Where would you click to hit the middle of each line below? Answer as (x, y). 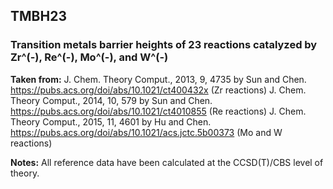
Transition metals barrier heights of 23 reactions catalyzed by (164, 45)
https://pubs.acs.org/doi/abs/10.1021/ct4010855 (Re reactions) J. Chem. (158, 111)
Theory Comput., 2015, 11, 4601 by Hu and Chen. (111, 121)
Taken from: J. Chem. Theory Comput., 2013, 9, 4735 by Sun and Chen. (158, 79)
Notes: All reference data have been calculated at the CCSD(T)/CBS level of (167, 162)
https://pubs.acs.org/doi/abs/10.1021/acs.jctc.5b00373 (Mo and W (146, 132)
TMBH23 (38, 16)
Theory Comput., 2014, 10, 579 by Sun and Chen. (111, 100)
